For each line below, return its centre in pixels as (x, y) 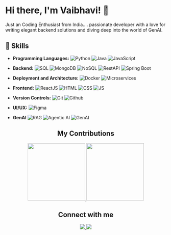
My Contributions (86, 134)
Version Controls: (32, 98)
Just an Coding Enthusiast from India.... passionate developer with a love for (86, 24)
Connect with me (86, 214)
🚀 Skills (17, 46)
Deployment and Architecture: (46, 78)
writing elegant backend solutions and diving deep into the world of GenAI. (84, 30)
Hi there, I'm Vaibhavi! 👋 (57, 10)
